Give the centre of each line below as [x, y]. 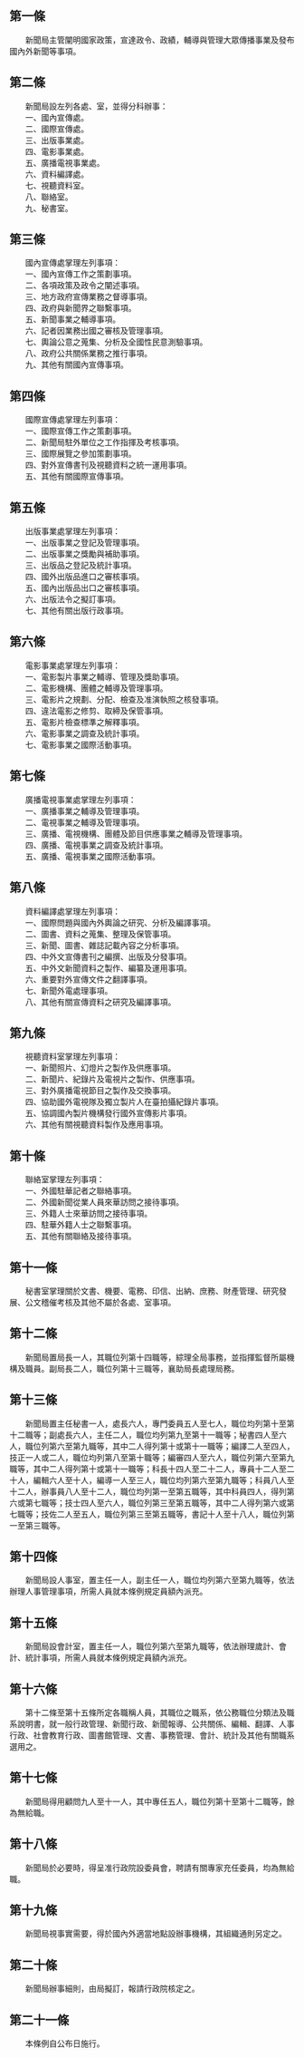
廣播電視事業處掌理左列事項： [81, 800]
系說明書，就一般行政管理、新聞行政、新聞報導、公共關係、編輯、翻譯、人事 [152, 1724]
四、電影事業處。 [57, 151]
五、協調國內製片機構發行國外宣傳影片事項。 [108, 1113]
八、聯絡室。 [49, 197]
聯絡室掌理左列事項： [65, 1179]
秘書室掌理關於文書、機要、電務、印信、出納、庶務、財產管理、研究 [152, 1291]
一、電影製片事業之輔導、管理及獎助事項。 [104, 676]
